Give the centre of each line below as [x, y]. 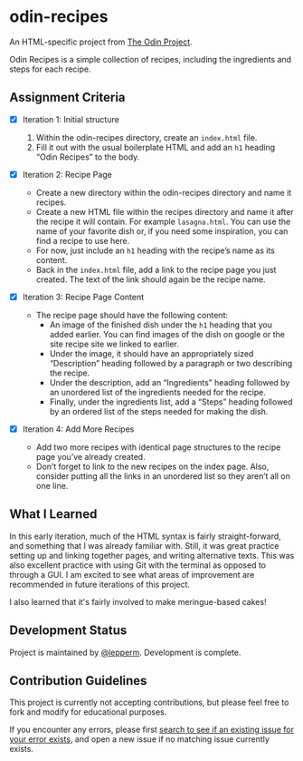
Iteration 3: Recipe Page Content [83, 297]
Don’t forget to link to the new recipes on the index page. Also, [152, 466]
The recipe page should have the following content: [132, 315]
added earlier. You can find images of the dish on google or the [167, 334]
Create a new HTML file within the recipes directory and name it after [165, 211]
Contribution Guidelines [78, 681]
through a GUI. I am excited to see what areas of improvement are [132, 574]
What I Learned [53, 514]
